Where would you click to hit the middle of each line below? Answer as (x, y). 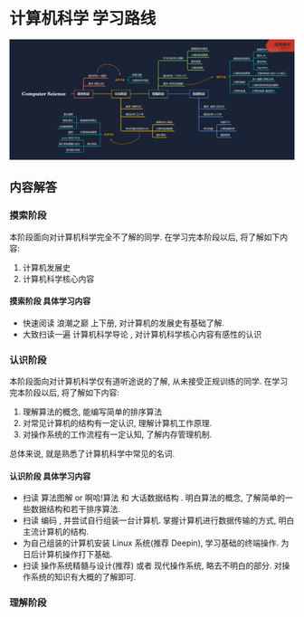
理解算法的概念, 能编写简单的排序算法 (92, 412)
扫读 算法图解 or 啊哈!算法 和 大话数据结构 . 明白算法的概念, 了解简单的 (154, 498)
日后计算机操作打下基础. (67, 555)
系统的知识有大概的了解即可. (83, 577)
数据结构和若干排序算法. (75, 509)
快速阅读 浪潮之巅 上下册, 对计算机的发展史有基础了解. (123, 323)
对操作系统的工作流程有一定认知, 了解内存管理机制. (117, 434)
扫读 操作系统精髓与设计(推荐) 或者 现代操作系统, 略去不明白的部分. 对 (152, 565)
